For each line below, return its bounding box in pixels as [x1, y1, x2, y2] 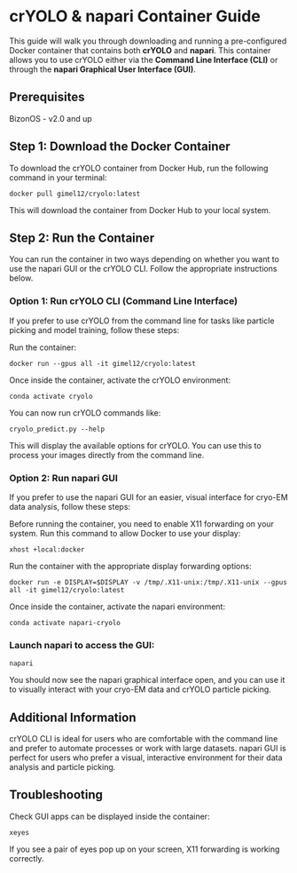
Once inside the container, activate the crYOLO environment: [9, 375, 231, 385]
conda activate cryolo [9, 392, 93, 401]
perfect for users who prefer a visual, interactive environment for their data [9, 752, 283, 763]
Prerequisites [9, 90, 85, 105]
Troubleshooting [9, 788, 104, 803]
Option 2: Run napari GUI [9, 472, 118, 484]
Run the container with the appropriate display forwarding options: [9, 560, 252, 571]
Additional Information [9, 710, 137, 725]
